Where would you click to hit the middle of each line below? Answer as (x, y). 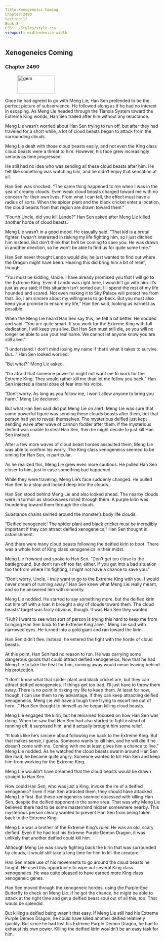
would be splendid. (24, 903)
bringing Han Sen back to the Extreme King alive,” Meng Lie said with (76, 624)
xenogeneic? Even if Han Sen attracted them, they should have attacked (79, 791)
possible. (14, 309)
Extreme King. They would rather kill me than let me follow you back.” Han (81, 379)
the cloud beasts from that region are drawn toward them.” (65, 207)
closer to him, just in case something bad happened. (59, 470)
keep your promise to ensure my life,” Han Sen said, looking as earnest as (80, 303)
